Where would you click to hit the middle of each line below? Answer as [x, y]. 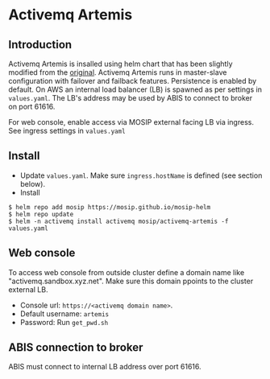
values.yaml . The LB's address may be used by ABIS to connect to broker [130, 98]
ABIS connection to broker [76, 348]
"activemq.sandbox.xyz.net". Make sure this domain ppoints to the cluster [131, 281]
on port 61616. [32, 107]
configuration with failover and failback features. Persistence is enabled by [133, 81]
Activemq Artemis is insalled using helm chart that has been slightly [120, 64]
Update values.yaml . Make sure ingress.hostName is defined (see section [141, 175]
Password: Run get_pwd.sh [64, 322]
